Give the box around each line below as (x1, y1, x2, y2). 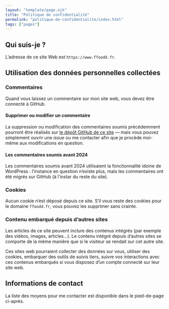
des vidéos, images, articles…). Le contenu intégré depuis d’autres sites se (5, 233, 161, 239)
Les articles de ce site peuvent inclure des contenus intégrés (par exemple (5, 227, 161, 234)
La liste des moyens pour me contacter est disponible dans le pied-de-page (5, 293, 164, 299)
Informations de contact (5, 279, 83, 288)
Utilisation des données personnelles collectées (5, 69, 161, 77)
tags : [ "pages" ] (5, 21, 40, 27)
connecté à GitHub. (5, 101, 46, 107)
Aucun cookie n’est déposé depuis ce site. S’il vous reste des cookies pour (5, 198, 162, 204)
